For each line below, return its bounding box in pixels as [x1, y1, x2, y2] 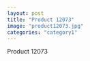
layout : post [7, 9, 44, 17]
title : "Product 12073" [7, 16, 75, 23]
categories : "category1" [7, 28, 78, 36]
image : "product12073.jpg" [7, 22, 84, 29]
